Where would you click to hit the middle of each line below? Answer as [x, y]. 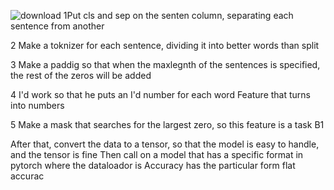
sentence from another [57, 26]
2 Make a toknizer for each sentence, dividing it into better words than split [165, 45]
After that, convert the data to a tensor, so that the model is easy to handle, [165, 144]
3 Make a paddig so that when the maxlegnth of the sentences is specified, [165, 64]
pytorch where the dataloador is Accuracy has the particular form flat [153, 165]
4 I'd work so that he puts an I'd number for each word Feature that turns [161, 94]
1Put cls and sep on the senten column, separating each [178, 15]
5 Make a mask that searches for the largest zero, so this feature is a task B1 [167, 124]
